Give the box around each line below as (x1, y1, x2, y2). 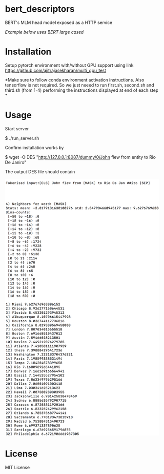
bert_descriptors (5, 3, 75, 15)
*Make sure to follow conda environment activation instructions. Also (5, 77, 144, 82)
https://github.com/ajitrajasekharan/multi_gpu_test (5, 67, 106, 73)
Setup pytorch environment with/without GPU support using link (5, 62, 134, 68)
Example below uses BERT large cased (5, 29, 84, 35)
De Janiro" (5, 159, 27, 165)
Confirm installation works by (5, 144, 64, 150)
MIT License (5, 465, 30, 471)
